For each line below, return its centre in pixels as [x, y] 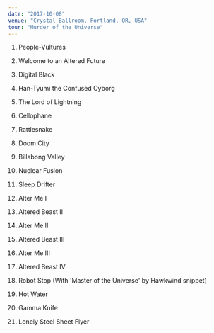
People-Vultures [42, 47]
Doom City [34, 143]
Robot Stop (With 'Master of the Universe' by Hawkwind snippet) [113, 281]
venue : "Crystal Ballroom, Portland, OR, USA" [78, 21]
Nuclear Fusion [40, 171]
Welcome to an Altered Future [61, 61]
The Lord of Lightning [50, 102]
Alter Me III [34, 253]
